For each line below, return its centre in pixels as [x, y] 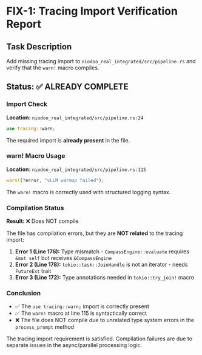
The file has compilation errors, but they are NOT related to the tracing [95, 233]
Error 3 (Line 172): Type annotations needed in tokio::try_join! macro [105, 278]
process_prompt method [45, 327]
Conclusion [24, 293]
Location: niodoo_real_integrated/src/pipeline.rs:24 [75, 118]
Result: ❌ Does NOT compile [42, 221]
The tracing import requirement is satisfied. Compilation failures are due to [99, 339]
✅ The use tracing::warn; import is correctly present [82, 306]
